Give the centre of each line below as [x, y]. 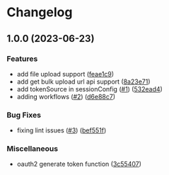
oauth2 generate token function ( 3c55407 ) [79, 164]
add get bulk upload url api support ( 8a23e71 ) [83, 81]
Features [22, 59]
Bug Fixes [24, 115]
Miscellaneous [32, 149]
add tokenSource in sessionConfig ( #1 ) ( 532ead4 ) [90, 89]
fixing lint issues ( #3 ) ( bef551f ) [62, 130]
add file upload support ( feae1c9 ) [65, 74]
